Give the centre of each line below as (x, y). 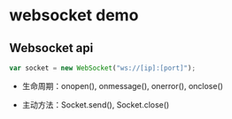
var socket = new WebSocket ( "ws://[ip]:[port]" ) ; (103, 68)
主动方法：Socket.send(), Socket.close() (96, 104)
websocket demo (74, 15)
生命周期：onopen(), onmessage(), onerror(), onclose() (123, 86)
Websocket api (51, 48)
